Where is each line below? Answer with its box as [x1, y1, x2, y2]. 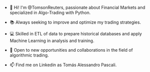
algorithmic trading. [9, 52, 49, 58]
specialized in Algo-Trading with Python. [9, 10, 91, 15]
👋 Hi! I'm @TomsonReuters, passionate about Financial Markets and [9, 5, 146, 10]
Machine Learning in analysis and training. [9, 38, 95, 43]
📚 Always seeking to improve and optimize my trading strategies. [9, 19, 141, 25]
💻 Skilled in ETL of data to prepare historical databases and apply [9, 31, 142, 36]
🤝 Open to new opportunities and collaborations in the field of [9, 47, 133, 53]
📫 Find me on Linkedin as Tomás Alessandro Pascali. [9, 62, 117, 68]
